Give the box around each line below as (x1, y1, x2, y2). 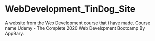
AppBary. (5, 30, 24, 36)
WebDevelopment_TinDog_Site (5, 3, 136, 15)
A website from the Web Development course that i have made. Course (5, 20, 150, 26)
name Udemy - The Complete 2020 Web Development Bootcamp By (5, 25, 145, 31)
